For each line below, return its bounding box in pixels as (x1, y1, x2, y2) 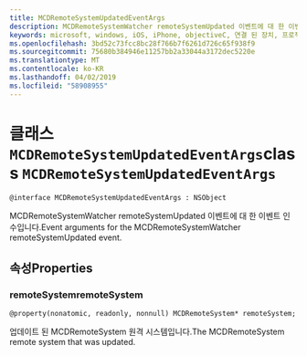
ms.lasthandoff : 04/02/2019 (9, 73, 117, 82)
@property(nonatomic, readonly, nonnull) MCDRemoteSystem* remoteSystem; (9, 309, 297, 319)
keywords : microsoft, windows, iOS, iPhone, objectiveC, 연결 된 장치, (9, 30, 279, 39)
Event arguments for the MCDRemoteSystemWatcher (40, 221, 241, 233)
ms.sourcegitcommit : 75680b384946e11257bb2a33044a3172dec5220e (9, 47, 256, 57)
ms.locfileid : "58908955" (9, 81, 108, 90)
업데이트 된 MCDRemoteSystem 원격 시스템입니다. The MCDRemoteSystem (9, 326, 285, 338)
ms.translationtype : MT (9, 56, 101, 65)
